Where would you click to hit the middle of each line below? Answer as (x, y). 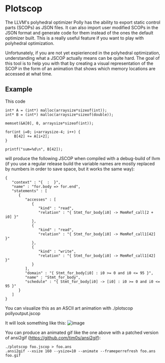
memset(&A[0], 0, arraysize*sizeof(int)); (49, 123)
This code (15, 101)
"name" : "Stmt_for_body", (53, 277)
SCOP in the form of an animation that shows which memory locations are (80, 68)
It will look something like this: (36, 323)
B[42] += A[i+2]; (32, 136)
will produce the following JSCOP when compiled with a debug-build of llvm (83, 158)
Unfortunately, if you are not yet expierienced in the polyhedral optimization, (83, 53)
